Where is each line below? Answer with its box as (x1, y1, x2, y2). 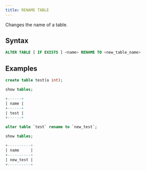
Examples (5, 64, 37, 73)
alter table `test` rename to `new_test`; (5, 124, 97, 130)
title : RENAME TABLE (5, 7, 50, 13)
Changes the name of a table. (5, 22, 68, 28)
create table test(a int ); (5, 78, 63, 83)
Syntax (5, 36, 29, 45)
